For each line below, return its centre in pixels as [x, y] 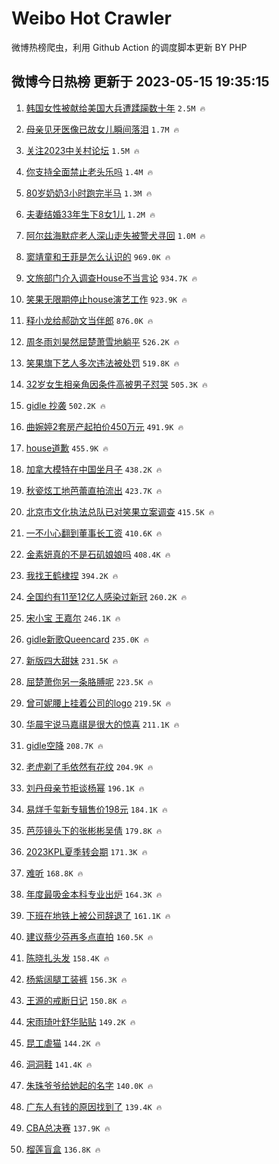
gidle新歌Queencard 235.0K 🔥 [87, 639]
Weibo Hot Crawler [91, 18]
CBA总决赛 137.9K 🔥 [68, 1128]
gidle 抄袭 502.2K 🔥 [65, 405]
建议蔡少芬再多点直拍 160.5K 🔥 [89, 936]
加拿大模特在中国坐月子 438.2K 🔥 [94, 469]
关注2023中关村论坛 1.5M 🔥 [82, 150]
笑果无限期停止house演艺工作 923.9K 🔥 [106, 299]
